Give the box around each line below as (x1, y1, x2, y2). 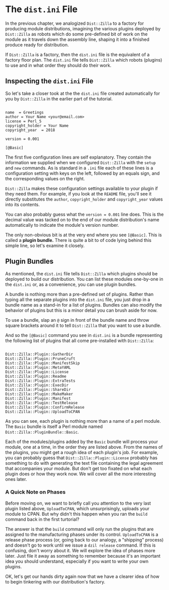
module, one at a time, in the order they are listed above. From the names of (5, 444, 163, 450)
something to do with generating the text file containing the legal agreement (5, 460, 163, 466)
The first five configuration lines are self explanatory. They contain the (5, 154, 151, 160)
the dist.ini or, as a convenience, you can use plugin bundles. (5, 281, 137, 287)
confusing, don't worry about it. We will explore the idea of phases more (5, 547, 155, 554)
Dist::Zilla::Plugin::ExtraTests (5, 378, 76, 383)
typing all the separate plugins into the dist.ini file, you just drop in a (5, 297, 150, 303)
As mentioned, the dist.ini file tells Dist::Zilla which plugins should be (5, 270, 158, 276)
